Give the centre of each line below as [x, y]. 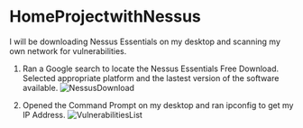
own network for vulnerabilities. [68, 50]
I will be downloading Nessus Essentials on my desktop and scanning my [145, 41]
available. [40, 87]
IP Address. [44, 114]
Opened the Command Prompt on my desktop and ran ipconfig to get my [158, 105]
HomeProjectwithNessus [105, 17]
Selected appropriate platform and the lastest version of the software [151, 78]
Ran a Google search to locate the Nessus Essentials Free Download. [151, 69]
